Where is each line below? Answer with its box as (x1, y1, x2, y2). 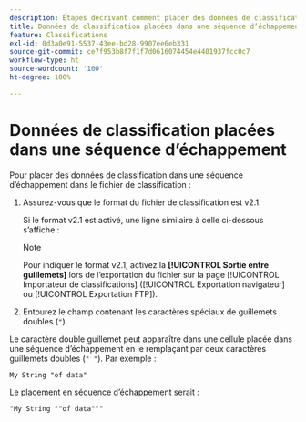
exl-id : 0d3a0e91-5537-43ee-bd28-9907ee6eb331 (9, 38, 189, 48)
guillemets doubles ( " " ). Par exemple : (9, 353, 157, 364)
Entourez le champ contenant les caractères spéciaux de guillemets (22, 306, 278, 317)
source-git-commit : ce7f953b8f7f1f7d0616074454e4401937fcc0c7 (9, 47, 250, 57)
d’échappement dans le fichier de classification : (9, 179, 191, 190)
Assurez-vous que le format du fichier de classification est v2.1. (22, 197, 261, 208)
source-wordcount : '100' (9, 65, 104, 74)
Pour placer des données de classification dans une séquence (9, 170, 244, 180)
